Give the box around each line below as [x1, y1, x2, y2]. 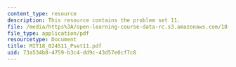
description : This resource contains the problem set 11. [7, 17, 181, 24]
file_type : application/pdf [7, 29, 90, 37]
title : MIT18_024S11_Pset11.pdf [7, 43, 102, 50]
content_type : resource [7, 10, 77, 17]
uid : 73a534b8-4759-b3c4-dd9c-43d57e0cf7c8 [7, 50, 137, 57]
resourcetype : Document [7, 36, 77, 43]
